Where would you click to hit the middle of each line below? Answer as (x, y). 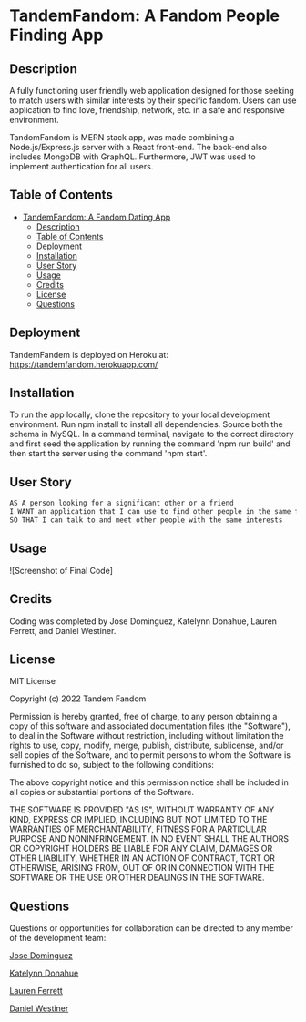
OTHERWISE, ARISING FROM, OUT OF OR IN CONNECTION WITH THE (142, 868)
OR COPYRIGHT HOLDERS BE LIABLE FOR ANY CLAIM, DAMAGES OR (141, 849)
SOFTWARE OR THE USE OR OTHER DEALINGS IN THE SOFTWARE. (137, 878)
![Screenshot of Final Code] (61, 570)
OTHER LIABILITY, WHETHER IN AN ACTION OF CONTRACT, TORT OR (142, 858)
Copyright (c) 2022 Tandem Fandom (78, 699)
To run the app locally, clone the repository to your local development (140, 414)
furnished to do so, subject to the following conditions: (112, 765)
